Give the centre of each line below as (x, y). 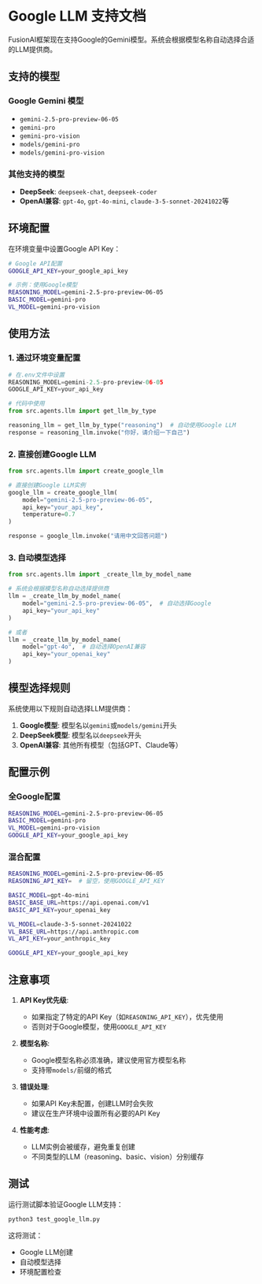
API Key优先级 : (44, 1000)
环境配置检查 (40, 1271)
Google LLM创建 (46, 1252)
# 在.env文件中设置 (37, 375)
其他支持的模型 (37, 174)
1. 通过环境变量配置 (44, 358)
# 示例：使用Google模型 (43, 285)
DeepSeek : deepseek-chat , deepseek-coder (88, 191)
